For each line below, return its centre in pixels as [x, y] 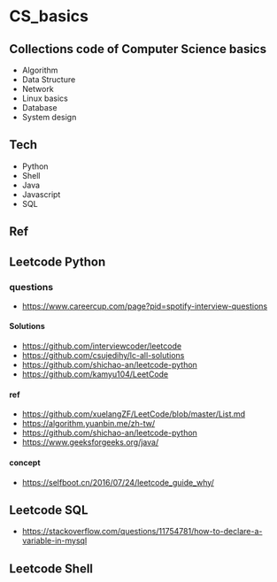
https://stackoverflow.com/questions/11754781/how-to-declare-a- [142, 532]
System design [49, 117]
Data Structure [49, 80]
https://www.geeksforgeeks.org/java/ [90, 442]
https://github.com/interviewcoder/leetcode [102, 346]
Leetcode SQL [49, 510]
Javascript [41, 194]
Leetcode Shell [51, 568]
